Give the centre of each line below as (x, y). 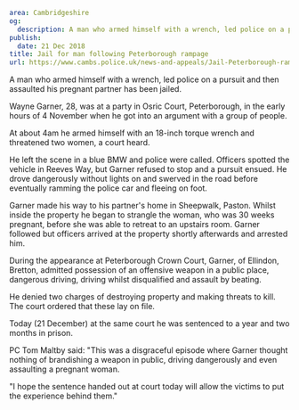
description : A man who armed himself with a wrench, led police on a (151, 29)
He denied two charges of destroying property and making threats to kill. (142, 297)
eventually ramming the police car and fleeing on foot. (108, 188)
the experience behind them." (64, 396)
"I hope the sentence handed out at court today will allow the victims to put (147, 387)
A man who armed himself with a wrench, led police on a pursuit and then (144, 79)
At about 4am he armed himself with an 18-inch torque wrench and (132, 133)
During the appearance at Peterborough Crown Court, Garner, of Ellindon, (144, 261)
